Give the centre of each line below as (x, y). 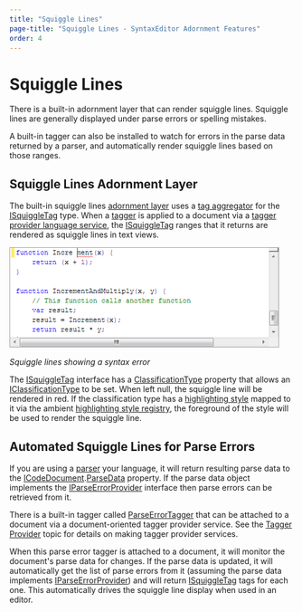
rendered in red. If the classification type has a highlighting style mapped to (150, 399)
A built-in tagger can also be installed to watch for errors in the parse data (147, 137)
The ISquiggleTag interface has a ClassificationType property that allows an (150, 379)
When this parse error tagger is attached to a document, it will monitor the (147, 551)
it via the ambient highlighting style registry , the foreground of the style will (149, 408)
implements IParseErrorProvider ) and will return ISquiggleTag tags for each (149, 580)
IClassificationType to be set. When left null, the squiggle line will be (136, 389)
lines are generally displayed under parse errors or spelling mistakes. (138, 119)
